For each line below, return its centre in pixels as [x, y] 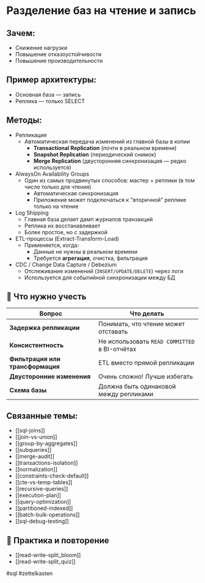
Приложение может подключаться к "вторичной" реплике [110, 199]
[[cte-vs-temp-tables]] [44, 482]
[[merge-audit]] [35, 456]
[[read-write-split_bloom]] [48, 555]
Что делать [147, 313]
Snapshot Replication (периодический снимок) [95, 154]
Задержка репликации [45, 328]
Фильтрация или [35, 359]
